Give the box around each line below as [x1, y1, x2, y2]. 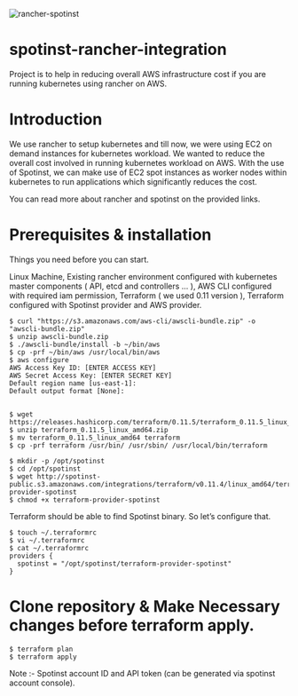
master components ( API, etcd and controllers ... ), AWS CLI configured [9, 281, 272, 291]
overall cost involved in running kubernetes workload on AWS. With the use [9, 157, 285, 168]
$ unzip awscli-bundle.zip [9, 332, 109, 341]
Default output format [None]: [9, 386, 125, 395]
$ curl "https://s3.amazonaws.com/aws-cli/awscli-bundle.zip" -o [9, 316, 255, 326]
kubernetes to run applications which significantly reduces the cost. [9, 176, 257, 186]
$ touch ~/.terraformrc [9, 528, 98, 537]
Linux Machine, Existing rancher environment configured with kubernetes [9, 271, 278, 281]
